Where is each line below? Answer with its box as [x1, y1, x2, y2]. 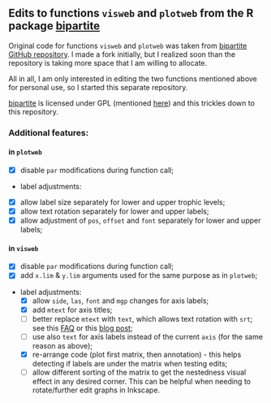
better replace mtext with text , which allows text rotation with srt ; [32, 314, 253, 323]
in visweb [8, 243, 39, 253]
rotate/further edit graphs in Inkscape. [32, 385, 161, 395]
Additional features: [8, 127, 89, 138]
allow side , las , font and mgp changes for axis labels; [32, 296, 209, 305]
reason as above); [32, 340, 93, 350]
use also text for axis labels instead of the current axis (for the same [32, 331, 264, 341]
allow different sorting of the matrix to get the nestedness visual [32, 367, 247, 377]
